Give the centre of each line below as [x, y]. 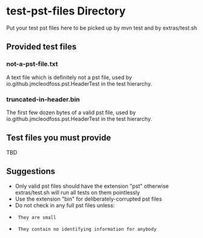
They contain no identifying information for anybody [87, 229]
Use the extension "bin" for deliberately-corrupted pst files [88, 199]
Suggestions [31, 171]
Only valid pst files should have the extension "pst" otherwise [92, 186]
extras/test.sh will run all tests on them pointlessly [78, 192]
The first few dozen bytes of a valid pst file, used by [71, 112]
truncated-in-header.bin [43, 99]
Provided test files [42, 47]
